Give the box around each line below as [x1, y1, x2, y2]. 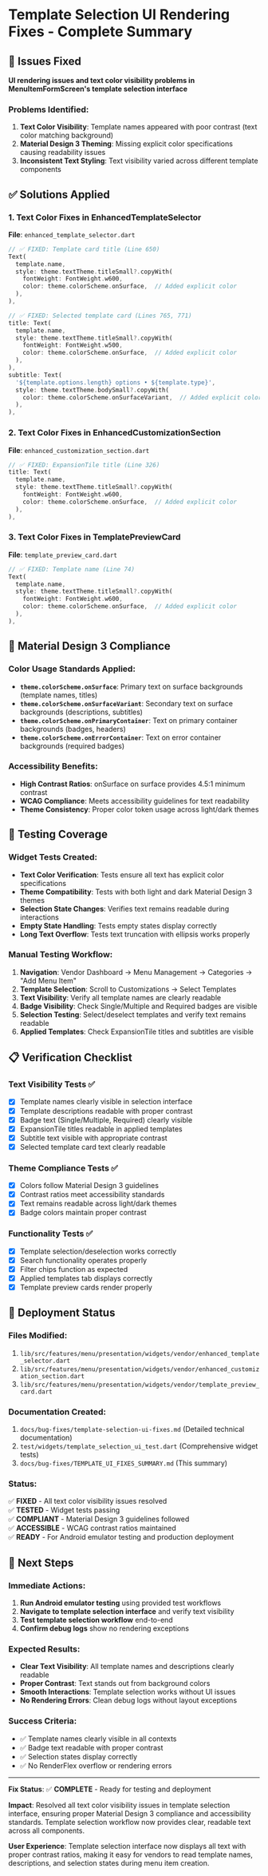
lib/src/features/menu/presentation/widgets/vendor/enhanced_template [19, 1349, 260, 1357]
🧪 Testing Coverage [8, 828, 108, 841]
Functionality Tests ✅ [8, 1228, 93, 1239]
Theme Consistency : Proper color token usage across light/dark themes [19, 805, 259, 814]
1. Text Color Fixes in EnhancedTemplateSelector [8, 212, 202, 223]
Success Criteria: [8, 1715, 77, 1727]
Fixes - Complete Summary [8, 22, 193, 41]
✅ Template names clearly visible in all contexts [19, 1734, 177, 1743]
